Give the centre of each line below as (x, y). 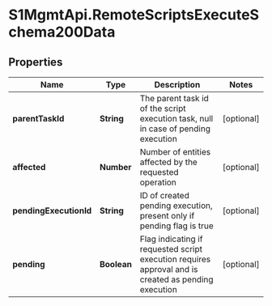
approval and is (169, 269)
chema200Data (62, 32)
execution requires (175, 259)
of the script (163, 108)
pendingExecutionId (52, 210)
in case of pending (175, 129)
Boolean (116, 264)
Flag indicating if (171, 239)
